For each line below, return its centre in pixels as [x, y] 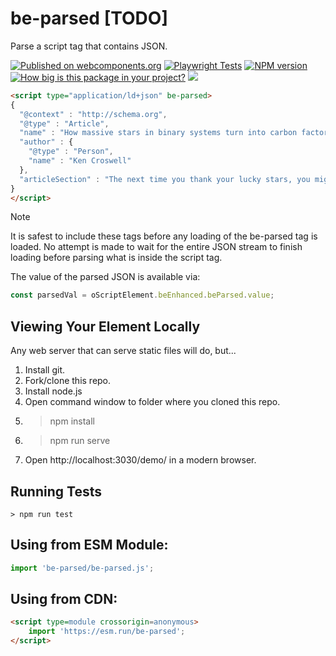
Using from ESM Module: [89, 545]
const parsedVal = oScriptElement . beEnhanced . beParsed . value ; [142, 295]
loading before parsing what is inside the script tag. [116, 258]
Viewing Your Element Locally [105, 326]
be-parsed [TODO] [89, 18]
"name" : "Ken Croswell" [80, 161]
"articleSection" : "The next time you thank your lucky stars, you [165, 179]
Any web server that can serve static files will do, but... [123, 351]
